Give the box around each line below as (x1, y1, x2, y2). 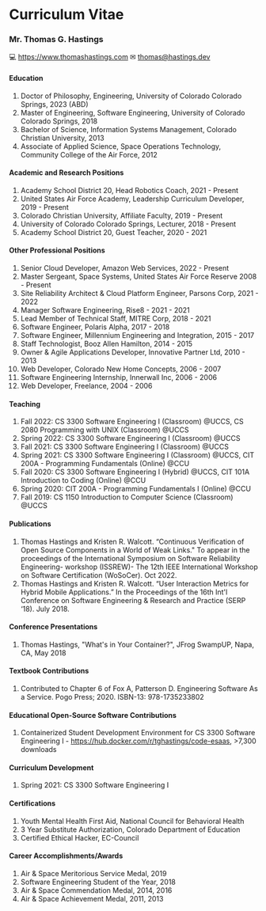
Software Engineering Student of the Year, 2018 (20, 877, 177, 886)
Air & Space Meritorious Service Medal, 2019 (20, 868, 167, 878)
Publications (9, 518, 51, 528)
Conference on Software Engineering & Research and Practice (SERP (20, 595, 246, 605)
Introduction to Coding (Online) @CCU (20, 476, 146, 485)
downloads (20, 745, 57, 754)
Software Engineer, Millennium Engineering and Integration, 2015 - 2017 (20, 331, 255, 340)
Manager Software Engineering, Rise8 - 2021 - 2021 (20, 306, 191, 315)
